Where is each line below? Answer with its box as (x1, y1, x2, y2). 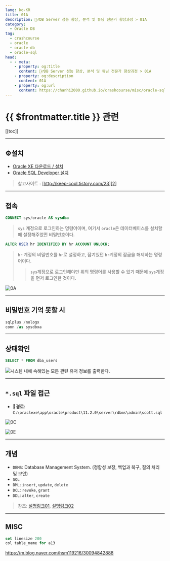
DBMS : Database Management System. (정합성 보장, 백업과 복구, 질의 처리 (12, 464, 160, 470)
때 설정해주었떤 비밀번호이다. (17, 232, 75, 238)
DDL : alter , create (12, 492, 50, 498)
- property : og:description (14, 74, 73, 79)
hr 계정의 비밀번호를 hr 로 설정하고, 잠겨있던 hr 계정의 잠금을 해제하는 (17, 251, 153, 257)
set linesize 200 (5, 536, 42, 541)
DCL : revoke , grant (12, 487, 50, 493)
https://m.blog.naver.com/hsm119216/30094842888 (5, 550, 114, 556)
